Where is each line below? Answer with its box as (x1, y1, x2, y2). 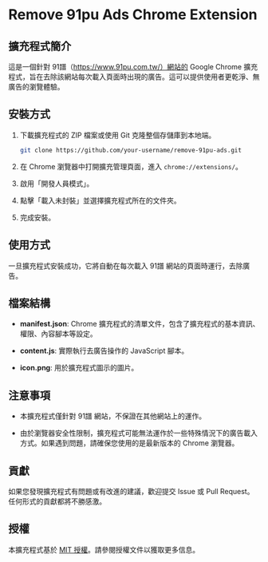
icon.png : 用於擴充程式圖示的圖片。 (19, 363, 139, 373)
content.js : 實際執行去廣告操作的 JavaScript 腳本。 (19, 346, 189, 356)
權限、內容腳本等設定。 (19, 329, 97, 338)
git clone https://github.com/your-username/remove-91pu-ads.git (19, 146, 242, 154)
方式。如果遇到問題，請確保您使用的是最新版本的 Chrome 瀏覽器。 (19, 438, 239, 448)
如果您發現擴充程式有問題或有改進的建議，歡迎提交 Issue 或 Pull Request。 (8, 486, 254, 496)
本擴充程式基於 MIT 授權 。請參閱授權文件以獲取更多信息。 (8, 544, 200, 554)
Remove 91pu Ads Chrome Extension (8, 6, 258, 24)
